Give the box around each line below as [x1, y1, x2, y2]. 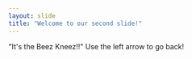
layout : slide [8, 11, 56, 20]
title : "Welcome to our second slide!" [8, 19, 143, 27]
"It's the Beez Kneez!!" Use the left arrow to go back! [8, 41, 185, 51]
